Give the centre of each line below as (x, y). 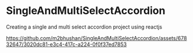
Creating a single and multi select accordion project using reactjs (84, 27)
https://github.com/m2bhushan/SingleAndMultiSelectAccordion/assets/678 (96, 38)
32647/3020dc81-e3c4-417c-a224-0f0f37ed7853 (66, 44)
